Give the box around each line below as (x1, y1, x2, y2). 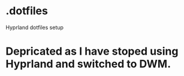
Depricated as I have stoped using (5, 45, 179, 58)
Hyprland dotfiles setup (5, 24, 64, 31)
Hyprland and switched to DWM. (5, 58, 171, 71)
